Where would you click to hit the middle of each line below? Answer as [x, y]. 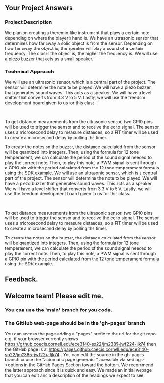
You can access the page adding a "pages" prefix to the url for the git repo [80, 334]
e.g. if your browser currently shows [42, 339]
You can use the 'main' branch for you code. [59, 310]
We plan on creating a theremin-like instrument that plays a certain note [77, 33]
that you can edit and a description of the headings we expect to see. [75, 375]
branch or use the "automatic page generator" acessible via [65, 359]
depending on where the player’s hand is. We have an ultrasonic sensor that [82, 38]
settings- [136, 359]
